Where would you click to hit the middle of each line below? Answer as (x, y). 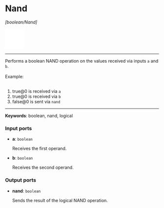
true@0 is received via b (36, 96)
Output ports (21, 180)
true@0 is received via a (36, 91)
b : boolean (22, 158)
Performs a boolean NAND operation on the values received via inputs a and (82, 61)
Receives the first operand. (39, 149)
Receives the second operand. (43, 167)
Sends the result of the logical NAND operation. (60, 200)
